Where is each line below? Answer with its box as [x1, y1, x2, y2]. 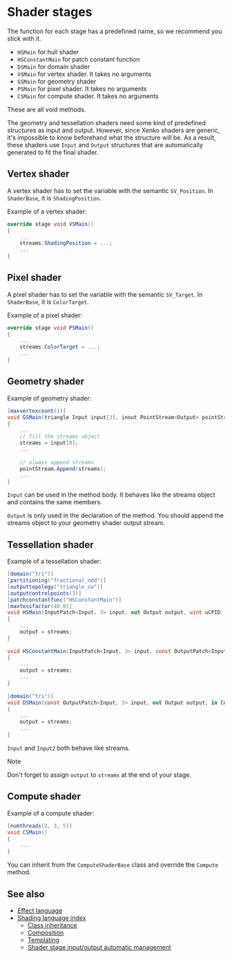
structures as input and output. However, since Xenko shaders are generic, [7, 126, 220, 134]
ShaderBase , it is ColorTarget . [7, 297, 89, 306]
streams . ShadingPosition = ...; [19, 240, 113, 247]
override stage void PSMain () [7, 324, 95, 331]
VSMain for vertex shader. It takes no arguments [17, 70, 152, 78]
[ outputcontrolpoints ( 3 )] [7, 589, 81, 597]
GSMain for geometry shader [17, 77, 97, 85]
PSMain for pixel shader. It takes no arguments [17, 84, 147, 93]
